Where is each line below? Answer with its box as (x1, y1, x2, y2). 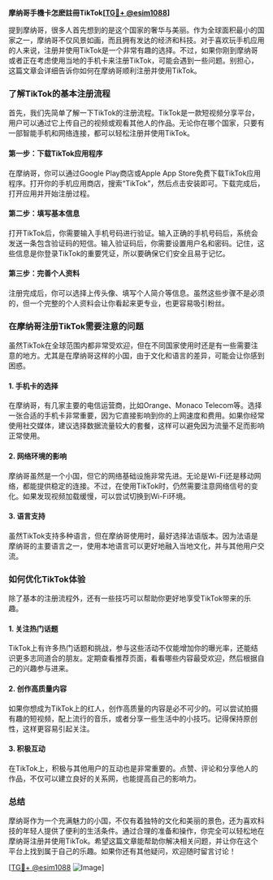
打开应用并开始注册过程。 (8, 189, 94, 198)
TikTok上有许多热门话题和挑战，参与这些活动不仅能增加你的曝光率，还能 (8, 644, 252, 653)
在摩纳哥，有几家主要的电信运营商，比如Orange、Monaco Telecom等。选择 (8, 401, 262, 410)
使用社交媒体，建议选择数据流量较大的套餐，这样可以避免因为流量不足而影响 (8, 421, 265, 431)
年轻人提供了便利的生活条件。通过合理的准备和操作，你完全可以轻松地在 (22, 826, 265, 836)
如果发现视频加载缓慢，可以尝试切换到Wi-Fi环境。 (22, 491, 191, 501)
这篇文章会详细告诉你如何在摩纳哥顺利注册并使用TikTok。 (8, 66, 201, 76)
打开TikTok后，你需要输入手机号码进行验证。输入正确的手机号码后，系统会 (8, 228, 258, 238)
